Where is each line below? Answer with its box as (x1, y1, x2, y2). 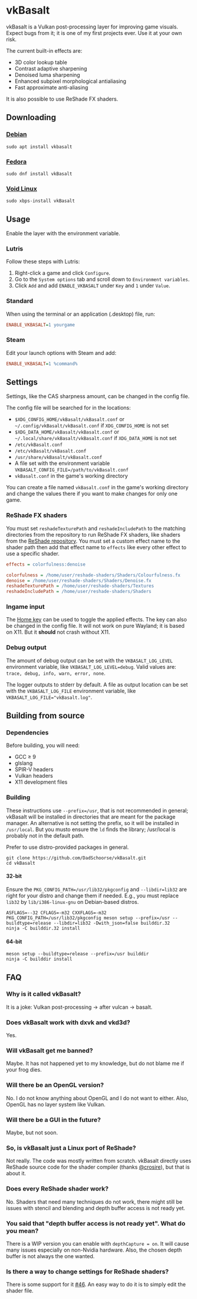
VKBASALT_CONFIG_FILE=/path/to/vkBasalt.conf (14, 467, 129, 473)
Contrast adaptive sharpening (14, 65, 87, 72)
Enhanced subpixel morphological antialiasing (14, 78, 127, 85)
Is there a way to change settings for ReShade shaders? (6, 1267, 169, 1275)
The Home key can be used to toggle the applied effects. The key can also (6, 616, 187, 623)
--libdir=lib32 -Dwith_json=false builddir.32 (53, 920, 170, 926)
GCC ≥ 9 (14, 753, 37, 761)
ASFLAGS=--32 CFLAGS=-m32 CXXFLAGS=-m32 (6, 910, 107, 916)
